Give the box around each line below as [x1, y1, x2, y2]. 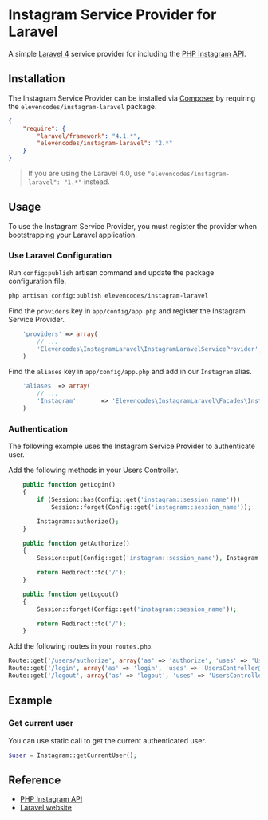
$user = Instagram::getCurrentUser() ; [8, 751, 137, 759]
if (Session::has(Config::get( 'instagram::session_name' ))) [37, 496, 241, 504]
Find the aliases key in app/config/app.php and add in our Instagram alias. [8, 367, 253, 376]
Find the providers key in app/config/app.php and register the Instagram [8, 306, 246, 316]
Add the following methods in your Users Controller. [8, 465, 179, 475]
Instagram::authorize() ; [37, 517, 120, 526]
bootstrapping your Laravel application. [8, 230, 137, 239]
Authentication [8, 423, 68, 434]
